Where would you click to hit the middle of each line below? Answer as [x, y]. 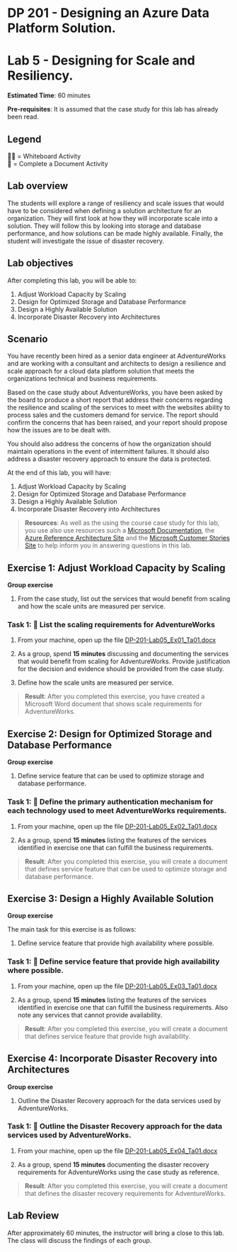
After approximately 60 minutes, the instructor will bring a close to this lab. [116, 1233]
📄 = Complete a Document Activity [58, 163]
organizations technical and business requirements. [82, 379]
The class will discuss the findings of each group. [80, 1240]
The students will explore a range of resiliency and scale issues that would [116, 203]
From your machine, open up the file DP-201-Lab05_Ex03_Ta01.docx [117, 986]
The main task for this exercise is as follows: [72, 930]
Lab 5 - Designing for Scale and [102, 61]
